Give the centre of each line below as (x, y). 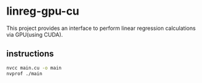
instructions (30, 54)
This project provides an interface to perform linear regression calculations (101, 28)
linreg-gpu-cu (43, 11)
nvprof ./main (25, 74)
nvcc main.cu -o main (34, 68)
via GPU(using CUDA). (35, 34)
